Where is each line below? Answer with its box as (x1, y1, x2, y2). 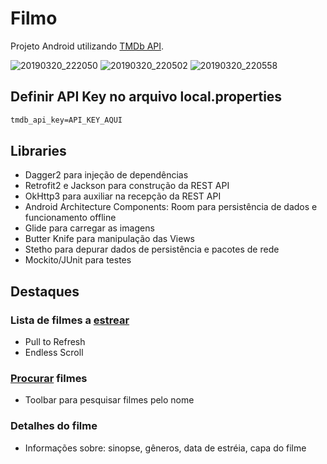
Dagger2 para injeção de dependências (24, 169, 189, 181)
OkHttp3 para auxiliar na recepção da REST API (24, 190, 222, 202)
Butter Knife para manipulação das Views (24, 233, 195, 245)
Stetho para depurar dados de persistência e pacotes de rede (24, 243, 280, 256)
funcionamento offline (24, 212, 117, 224)
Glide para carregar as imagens (24, 222, 155, 234)
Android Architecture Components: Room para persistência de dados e (24, 201, 318, 213)
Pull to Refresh (24, 336, 86, 348)
